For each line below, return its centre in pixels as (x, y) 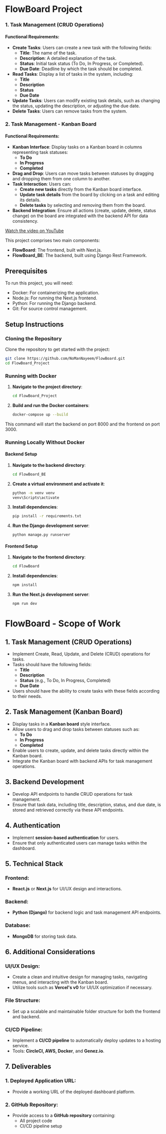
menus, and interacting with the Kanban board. (60, 982)
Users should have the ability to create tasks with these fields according (86, 691)
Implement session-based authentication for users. (66, 838)
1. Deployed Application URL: (41, 1081)
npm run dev (25, 604)
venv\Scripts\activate (36, 497)
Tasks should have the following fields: (52, 665)
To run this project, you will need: (39, 283)
